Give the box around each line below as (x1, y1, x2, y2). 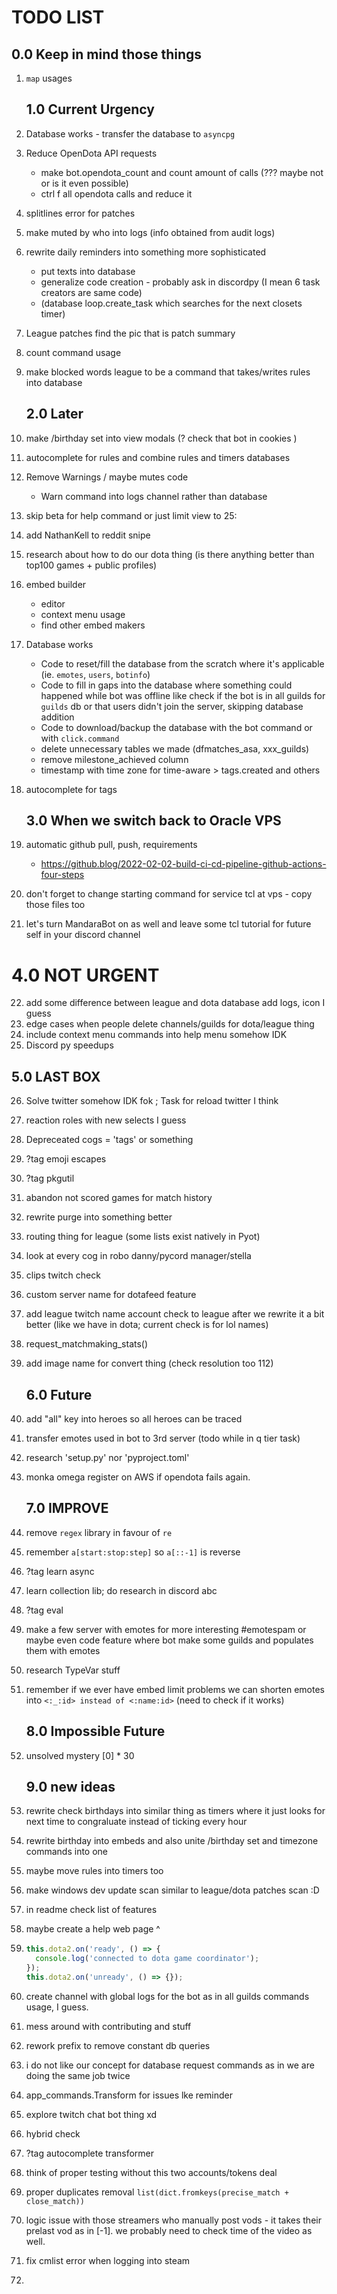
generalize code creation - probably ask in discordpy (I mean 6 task (40, 276, 321, 288)
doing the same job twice (25, 2069, 131, 2081)
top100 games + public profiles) (25, 559, 158, 571)
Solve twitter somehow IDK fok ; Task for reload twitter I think (25, 1095, 279, 1107)
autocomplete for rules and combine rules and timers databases (25, 451, 291, 463)
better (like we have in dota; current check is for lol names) (25, 1319, 269, 1331)
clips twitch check (25, 1269, 101, 1281)
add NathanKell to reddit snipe (25, 529, 151, 541)
